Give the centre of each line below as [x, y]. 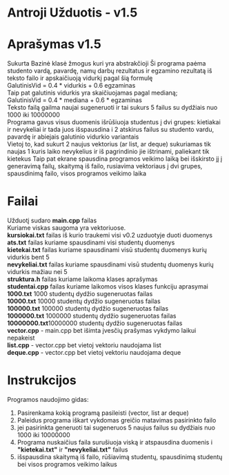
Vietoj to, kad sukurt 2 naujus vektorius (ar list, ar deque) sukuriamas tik [109, 144]
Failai [23, 201]
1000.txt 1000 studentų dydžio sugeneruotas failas [80, 294]
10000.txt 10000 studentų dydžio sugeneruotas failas [84, 301]
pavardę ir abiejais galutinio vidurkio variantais [73, 137]
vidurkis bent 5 [28, 258]
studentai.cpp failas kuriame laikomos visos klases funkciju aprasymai [108, 287]
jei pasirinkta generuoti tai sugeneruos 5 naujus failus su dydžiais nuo [116, 427]
